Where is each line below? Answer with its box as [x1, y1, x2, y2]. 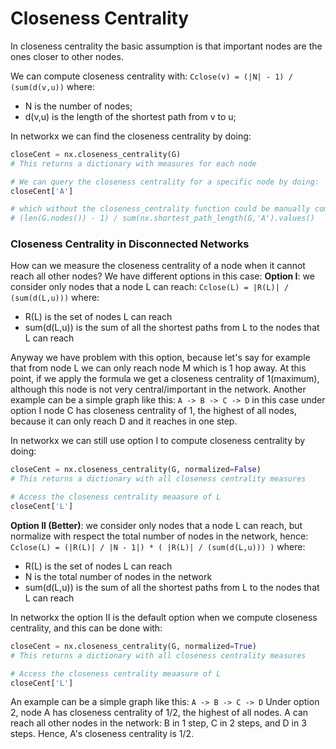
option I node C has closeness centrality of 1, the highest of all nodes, [10, 405, 297, 417]
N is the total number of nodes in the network [24, 570, 213, 582]
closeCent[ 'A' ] [10, 186, 74, 196]
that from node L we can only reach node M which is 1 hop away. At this [10, 362, 307, 374]
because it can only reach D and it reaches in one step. [10, 415, 238, 427]
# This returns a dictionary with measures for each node [10, 158, 257, 169]
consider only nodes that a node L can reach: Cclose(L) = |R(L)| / [10, 281, 290, 293]
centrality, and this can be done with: [10, 622, 163, 634]
